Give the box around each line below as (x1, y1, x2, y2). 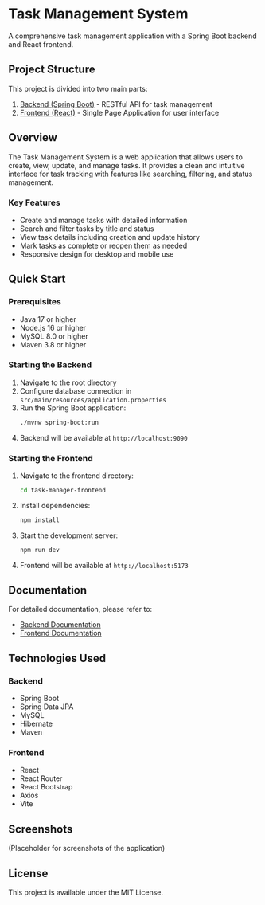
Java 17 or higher (19, 314, 77, 323)
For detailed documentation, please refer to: (8, 605, 153, 614)
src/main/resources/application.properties (19, 396, 167, 404)
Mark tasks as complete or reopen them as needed (19, 241, 188, 250)
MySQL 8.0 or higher (19, 331, 89, 341)
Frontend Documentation (19, 629, 102, 638)
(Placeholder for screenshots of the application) (8, 844, 166, 853)
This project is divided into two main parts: (8, 84, 148, 93)
